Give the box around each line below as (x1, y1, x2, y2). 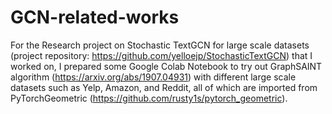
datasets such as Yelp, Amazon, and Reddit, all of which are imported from (10, 81, 318, 93)
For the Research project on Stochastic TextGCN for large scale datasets (10, 39, 310, 51)
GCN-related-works (10, 6, 180, 29)
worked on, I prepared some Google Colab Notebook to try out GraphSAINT (10, 60, 323, 72)
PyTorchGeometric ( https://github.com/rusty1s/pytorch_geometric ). (10, 92, 288, 104)
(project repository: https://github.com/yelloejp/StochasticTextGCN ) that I (10, 49, 313, 61)
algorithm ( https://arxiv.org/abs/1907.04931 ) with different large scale (10, 71, 297, 83)
